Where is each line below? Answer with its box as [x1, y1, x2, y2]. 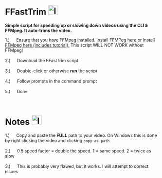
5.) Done [5, 88, 28, 94]
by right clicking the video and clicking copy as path [5, 137, 110, 143]
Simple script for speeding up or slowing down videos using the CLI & [5, 22, 148, 28]
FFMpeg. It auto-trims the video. [5, 27, 72, 33]
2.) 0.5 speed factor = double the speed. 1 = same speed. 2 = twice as [5, 148, 151, 154]
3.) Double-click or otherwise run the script [5, 68, 98, 74]
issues [5, 168, 18, 174]
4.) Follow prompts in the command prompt [5, 78, 97, 84]
